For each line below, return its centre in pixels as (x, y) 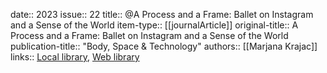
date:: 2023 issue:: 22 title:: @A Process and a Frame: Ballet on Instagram (162, 14)
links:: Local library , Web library (75, 57)
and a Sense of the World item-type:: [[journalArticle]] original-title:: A (154, 25)
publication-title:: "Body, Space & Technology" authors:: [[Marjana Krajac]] (164, 46)
